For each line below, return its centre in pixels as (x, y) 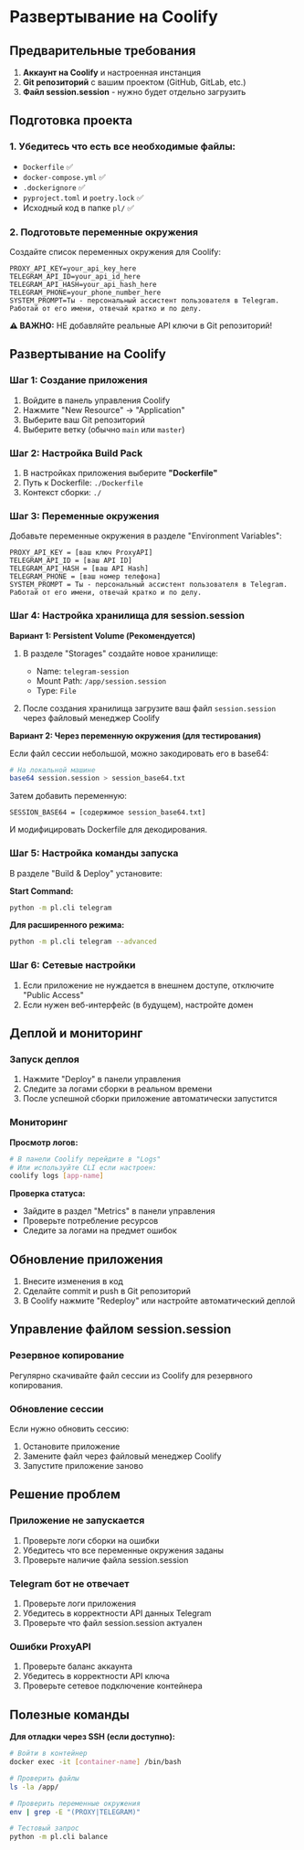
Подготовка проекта (71, 121)
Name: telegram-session (83, 671)
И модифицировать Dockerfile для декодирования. (109, 830)
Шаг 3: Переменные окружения (84, 516)
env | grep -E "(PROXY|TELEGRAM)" (75, 1812)
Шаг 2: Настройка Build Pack (76, 452)
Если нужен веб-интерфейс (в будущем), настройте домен (138, 1005)
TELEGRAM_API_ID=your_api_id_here (75, 276)
